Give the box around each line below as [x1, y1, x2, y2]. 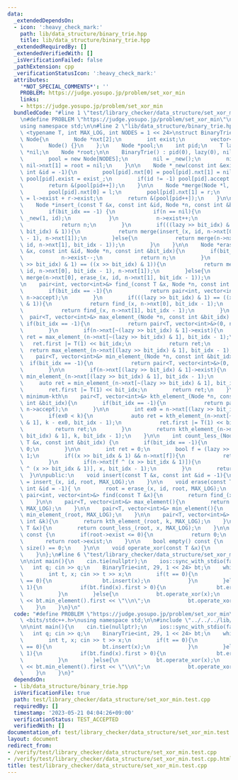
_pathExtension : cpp [13, 63, 74, 70]
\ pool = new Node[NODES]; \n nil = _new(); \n [20, 155, 201, 163]
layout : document [7, 735, 59, 743]
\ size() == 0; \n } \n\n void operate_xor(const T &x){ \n [20, 544, 211, 552]
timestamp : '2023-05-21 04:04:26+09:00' [13, 709, 135, 716]
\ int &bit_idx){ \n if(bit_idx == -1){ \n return [20, 399, 223, 406]
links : [20, 96, 40, 104]
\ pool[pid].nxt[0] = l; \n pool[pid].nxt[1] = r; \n [20, 189, 220, 196]
